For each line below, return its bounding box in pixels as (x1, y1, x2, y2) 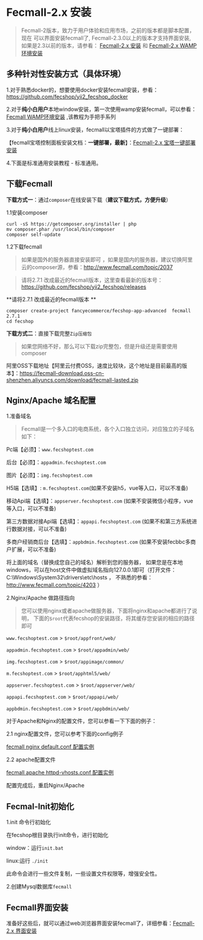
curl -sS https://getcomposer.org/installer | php (6, 221, 137, 227)
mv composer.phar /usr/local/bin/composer (6, 226, 115, 232)
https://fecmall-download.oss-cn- (19, 369, 104, 376)
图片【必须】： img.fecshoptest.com (6, 472, 93, 479)
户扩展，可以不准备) (6, 546, 56, 553)
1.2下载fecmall (6, 243, 42, 250)
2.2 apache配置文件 (6, 756, 56, 764)
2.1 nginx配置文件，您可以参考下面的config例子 (6, 730, 124, 738)
